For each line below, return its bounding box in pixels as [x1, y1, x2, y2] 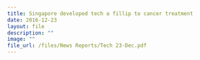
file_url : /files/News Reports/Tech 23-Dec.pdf [7, 42, 147, 49]
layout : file [7, 23, 45, 30]
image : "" [7, 36, 36, 43]
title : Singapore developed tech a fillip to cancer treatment [7, 10, 194, 17]
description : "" [7, 29, 54, 37]
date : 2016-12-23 [7, 17, 57, 23]
